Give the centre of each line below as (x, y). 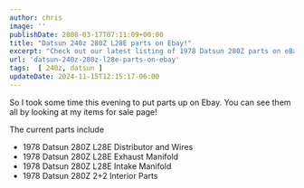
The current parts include (57, 129)
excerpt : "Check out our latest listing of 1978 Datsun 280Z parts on (145, 52)
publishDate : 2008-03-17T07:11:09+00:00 (87, 34)
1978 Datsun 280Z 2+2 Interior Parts (90, 175)
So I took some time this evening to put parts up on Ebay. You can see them (150, 102)
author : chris (36, 18)
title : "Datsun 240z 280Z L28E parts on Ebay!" (101, 43)
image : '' (28, 26)
